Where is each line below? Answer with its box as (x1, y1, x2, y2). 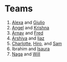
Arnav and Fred (11, 30, 43, 36)
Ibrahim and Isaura (11, 46, 50, 52)
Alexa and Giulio (11, 19, 45, 25)
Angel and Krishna (11, 24, 50, 30)
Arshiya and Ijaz (11, 35, 45, 41)
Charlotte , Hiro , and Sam (11, 40, 62, 46)
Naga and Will (11, 51, 40, 57)
